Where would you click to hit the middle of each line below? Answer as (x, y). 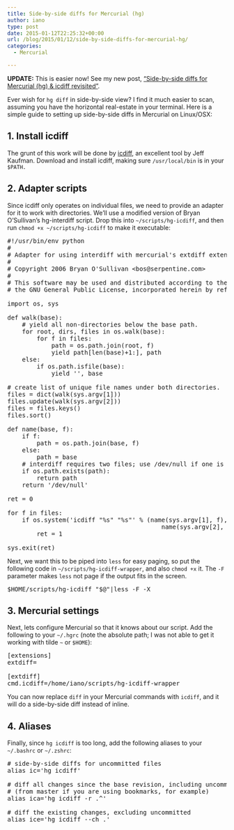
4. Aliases (29, 726)
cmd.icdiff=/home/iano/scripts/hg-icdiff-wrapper (94, 684)
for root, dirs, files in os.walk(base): (94, 331)
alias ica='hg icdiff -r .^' (57, 799)
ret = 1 (49, 534)
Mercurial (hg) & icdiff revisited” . (54, 86)
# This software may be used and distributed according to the (117, 282)
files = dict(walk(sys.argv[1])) (64, 394)
